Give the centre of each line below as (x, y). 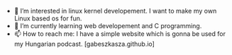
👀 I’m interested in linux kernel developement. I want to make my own (115, 11)
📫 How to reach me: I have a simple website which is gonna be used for (120, 34)
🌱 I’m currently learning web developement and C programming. (108, 26)
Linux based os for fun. (48, 18)
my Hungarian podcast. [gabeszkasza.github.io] (84, 44)
